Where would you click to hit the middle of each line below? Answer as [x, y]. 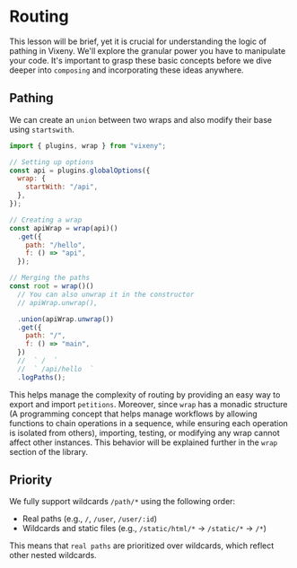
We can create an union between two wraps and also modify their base [140, 119]
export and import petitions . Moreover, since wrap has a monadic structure [148, 404]
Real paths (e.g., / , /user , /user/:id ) [90, 519]
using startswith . [42, 129]
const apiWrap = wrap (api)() [64, 228]
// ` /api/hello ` [56, 369]
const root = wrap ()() [52, 286]
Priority [31, 481]
